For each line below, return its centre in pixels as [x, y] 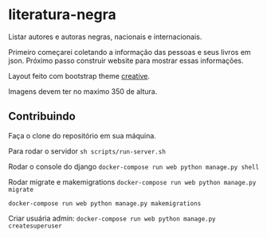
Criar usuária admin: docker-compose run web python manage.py [112, 218]
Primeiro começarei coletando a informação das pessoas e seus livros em [130, 52]
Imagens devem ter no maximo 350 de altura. [83, 91]
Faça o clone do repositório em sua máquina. [82, 135]
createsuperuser [35, 226]
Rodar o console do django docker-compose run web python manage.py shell [134, 166]
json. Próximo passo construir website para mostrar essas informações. [126, 60]
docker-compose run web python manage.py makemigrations [105, 203]
